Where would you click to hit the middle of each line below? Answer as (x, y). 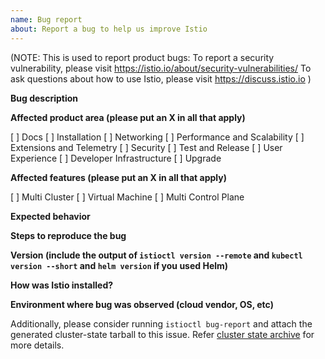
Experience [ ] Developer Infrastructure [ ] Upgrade (116, 158)
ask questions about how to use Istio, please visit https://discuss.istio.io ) (161, 78)
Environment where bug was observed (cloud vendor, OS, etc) (142, 304)
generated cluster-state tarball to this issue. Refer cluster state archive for (162, 334)
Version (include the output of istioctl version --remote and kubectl (156, 255)
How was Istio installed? (62, 285)
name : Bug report (46, 19)
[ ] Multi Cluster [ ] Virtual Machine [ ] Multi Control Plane (127, 197)
